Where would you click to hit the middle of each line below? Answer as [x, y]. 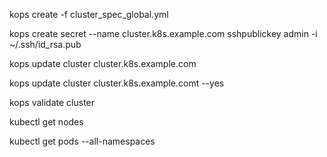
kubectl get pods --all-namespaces [82, 141]
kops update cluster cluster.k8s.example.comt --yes [117, 83]
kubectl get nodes [46, 122]
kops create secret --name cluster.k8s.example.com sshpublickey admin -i [163, 33]
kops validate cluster [52, 102]
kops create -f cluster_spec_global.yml [89, 14]
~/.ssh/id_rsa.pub [45, 44]
